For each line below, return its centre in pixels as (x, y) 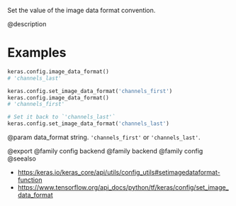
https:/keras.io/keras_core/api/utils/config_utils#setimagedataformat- (119, 173)
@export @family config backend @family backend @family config (105, 151)
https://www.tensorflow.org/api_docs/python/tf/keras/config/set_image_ (123, 188)
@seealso (22, 158)
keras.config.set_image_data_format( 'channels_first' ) (90, 91)
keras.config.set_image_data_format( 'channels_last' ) (89, 124)
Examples (37, 53)
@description (27, 24)
